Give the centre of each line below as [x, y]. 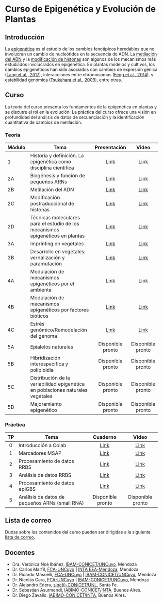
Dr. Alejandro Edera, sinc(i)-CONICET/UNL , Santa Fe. [65, 585]
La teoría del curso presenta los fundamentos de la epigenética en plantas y [81, 107]
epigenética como [50, 162]
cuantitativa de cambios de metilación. [44, 122]
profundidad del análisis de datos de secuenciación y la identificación [75, 117]
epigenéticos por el [52, 284]
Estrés [37, 324]
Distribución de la [50, 378]
